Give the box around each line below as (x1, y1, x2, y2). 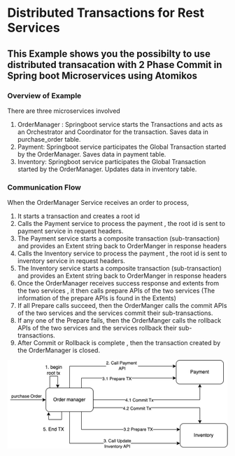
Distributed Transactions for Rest (7, 5, 205, 21)
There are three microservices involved (7, 107, 120, 115)
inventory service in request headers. (17, 257, 126, 265)
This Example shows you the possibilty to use (7, 48, 211, 60)
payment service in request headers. (17, 227, 124, 236)
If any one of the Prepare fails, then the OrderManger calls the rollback (17, 316, 222, 325)
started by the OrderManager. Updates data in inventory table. (17, 165, 197, 173)
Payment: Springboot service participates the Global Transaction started (17, 142, 227, 151)
